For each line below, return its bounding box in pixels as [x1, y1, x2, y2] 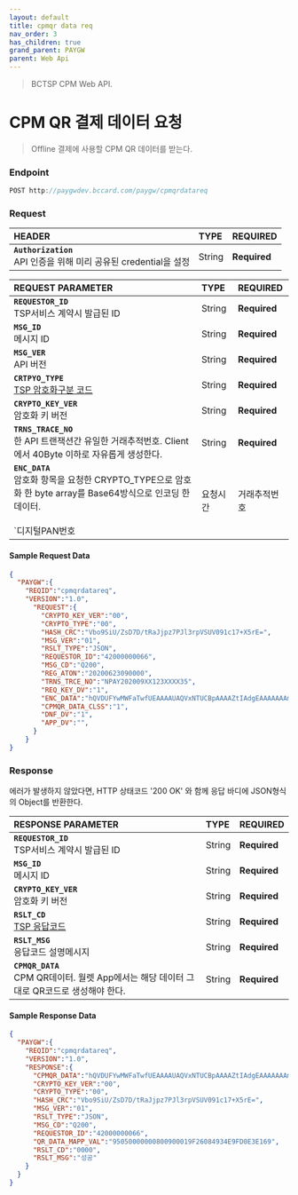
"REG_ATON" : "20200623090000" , [41, 669, 153, 678]
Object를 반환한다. [18, 796, 83, 808]
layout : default [9, 12, 69, 22]
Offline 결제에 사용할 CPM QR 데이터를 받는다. [30, 143, 193, 154]
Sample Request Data [9, 550, 90, 560]
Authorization [13, 245, 74, 256]
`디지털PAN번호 [13, 525, 75, 537]
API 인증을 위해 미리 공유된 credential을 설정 [13, 256, 191, 268]
